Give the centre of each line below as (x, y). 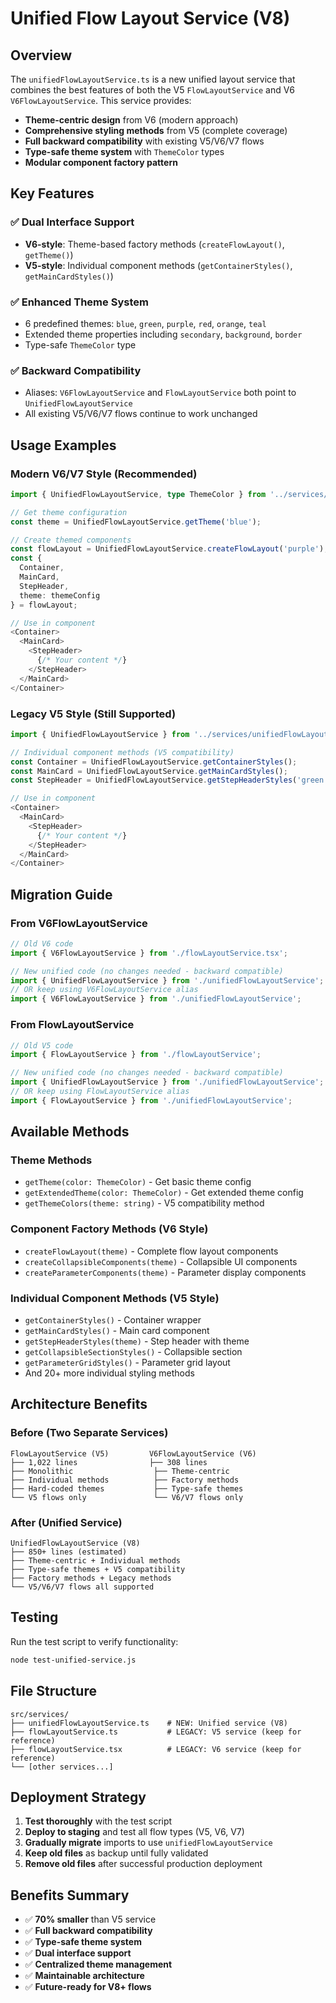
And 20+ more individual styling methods (109, 1373)
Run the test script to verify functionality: (94, 1641)
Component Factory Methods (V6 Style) (109, 1229)
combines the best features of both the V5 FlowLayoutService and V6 (152, 90)
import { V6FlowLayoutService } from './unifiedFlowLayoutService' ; (156, 999)
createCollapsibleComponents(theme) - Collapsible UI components (161, 1261)
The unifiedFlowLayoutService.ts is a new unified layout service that (153, 79)
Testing (34, 1617)
